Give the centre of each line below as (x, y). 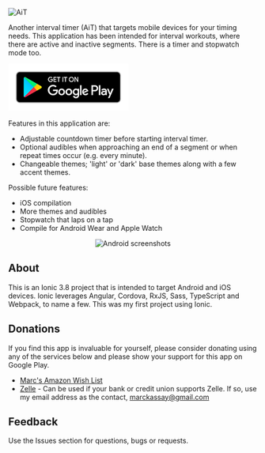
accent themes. (45, 172)
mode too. (25, 53)
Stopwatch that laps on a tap (66, 220)
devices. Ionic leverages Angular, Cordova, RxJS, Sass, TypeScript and (124, 296)
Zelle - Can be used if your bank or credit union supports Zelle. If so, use (138, 388)
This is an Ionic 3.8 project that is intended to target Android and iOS (120, 287)
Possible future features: (48, 187)
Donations (34, 329)
